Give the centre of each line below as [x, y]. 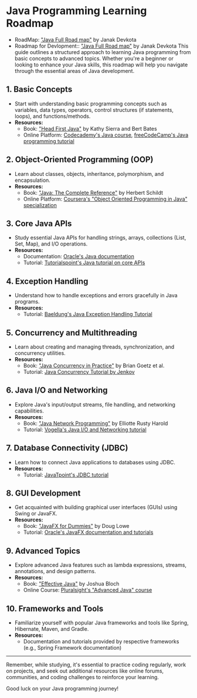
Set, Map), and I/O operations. [51, 244]
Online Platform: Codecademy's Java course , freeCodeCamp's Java [106, 135]
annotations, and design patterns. [55, 571]
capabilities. [29, 411]
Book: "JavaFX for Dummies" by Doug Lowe [76, 526]
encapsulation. [33, 180]
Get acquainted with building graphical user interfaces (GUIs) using [96, 507]
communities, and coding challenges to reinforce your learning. [83, 677]
